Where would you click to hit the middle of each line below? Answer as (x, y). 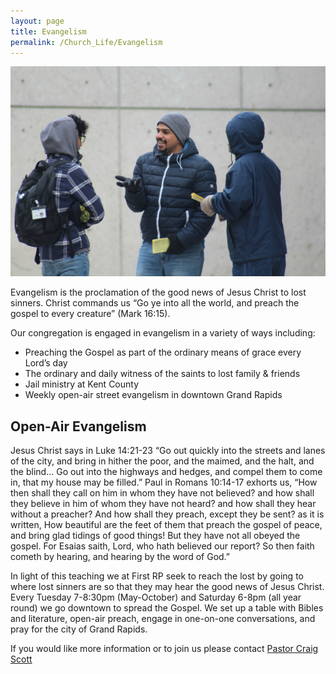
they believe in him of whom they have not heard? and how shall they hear (163, 504)
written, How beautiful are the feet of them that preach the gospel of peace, (166, 525)
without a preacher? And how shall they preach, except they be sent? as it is (167, 514)
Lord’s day (46, 363)
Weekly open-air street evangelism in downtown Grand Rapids (153, 395)
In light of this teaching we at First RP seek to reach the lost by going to (157, 576)
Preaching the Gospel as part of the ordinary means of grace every (163, 352)
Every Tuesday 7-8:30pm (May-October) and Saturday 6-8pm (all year (156, 597)
